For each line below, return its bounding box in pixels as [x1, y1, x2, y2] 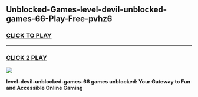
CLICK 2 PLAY [6, 53, 47, 62]
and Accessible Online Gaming [6, 84, 83, 91]
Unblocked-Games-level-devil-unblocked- [6, 5, 167, 15]
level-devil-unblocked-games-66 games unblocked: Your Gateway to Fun [6, 78, 190, 85]
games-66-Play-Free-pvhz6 [6, 14, 113, 24]
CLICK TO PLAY [6, 32, 52, 40]
